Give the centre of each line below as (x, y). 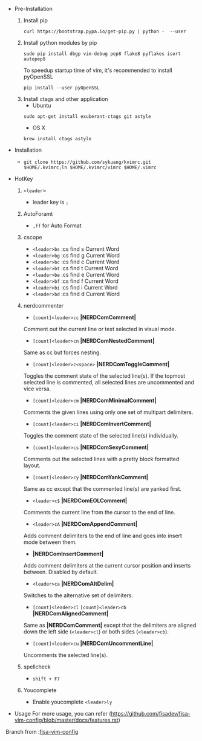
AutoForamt (38, 214)
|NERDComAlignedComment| (70, 613)
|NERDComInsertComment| (68, 554)
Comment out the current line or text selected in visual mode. (100, 329)
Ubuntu (42, 105)
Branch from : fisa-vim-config (42, 732)
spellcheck (37, 667)
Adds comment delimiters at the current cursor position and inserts (107, 565)
